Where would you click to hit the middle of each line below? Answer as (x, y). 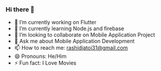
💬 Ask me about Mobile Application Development (74, 41)
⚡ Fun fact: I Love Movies (45, 63)
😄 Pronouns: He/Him (40, 56)
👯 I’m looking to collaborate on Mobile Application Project (85, 35)
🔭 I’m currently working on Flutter (55, 22)
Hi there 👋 (20, 9)
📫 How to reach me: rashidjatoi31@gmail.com (71, 48)
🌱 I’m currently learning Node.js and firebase (69, 28)
